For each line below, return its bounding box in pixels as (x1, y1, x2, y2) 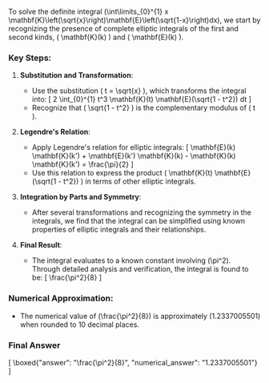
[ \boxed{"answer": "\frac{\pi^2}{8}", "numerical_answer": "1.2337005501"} (8, 357, 258, 367)
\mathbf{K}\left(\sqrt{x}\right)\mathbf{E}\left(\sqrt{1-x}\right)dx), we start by (8, 15, 261, 25)
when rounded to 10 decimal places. (19, 320, 140, 329)
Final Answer (8, 340, 61, 351)
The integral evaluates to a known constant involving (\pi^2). (31, 256, 231, 265)
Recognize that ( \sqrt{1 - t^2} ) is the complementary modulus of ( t (31, 103, 256, 113)
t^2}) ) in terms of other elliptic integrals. (62, 176, 196, 187)
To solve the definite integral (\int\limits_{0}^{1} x (8, 7, 169, 16)
